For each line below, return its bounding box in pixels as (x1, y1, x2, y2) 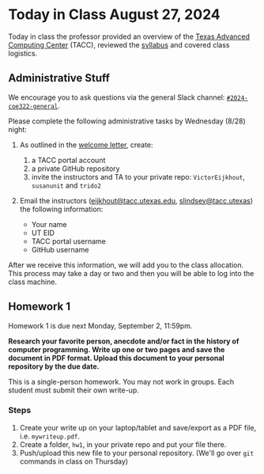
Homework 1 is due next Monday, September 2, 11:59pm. (8, 320, 193, 330)
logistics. (8, 48, 38, 58)
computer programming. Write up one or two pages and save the (8, 344, 225, 354)
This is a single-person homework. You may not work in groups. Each (8, 377, 235, 386)
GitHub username (31, 245, 89, 254)
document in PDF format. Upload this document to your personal (8, 353, 225, 362)
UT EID (31, 228, 55, 237)
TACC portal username (31, 236, 107, 246)
